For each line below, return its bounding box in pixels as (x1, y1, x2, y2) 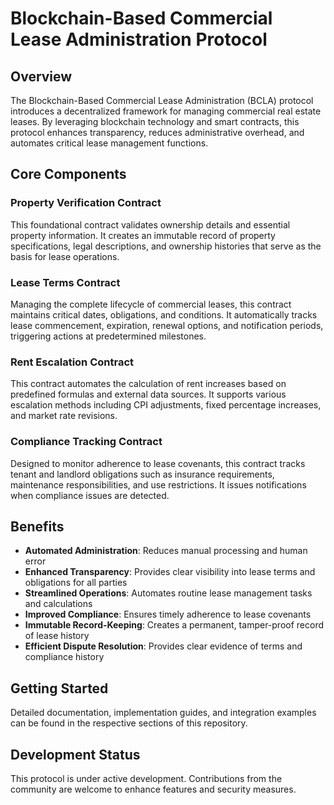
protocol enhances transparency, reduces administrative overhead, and (10, 127, 305, 138)
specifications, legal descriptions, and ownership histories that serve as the (10, 240, 322, 252)
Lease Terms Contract (10, 275, 121, 289)
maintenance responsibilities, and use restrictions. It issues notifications (10, 478, 307, 491)
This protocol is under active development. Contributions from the (10, 773, 283, 785)
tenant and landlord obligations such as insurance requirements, (10, 468, 275, 480)
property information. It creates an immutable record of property (10, 229, 276, 241)
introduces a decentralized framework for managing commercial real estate (10, 105, 322, 117)
